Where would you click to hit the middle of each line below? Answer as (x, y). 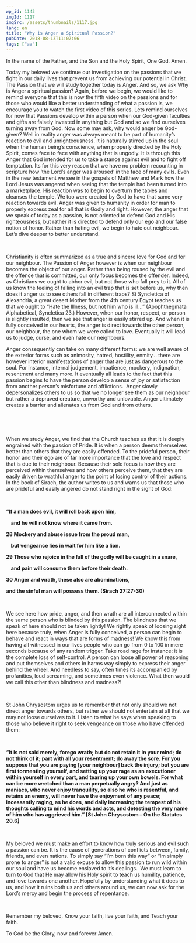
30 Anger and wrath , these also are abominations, (68, 579)
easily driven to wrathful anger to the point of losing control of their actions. (97, 476)
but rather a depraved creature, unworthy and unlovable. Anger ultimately (94, 398)
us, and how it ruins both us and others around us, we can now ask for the (95, 887)
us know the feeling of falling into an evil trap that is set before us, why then (97, 288)
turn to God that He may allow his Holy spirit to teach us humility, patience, (96, 874)
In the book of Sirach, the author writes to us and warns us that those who (95, 482)
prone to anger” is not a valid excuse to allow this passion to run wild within (97, 862)
